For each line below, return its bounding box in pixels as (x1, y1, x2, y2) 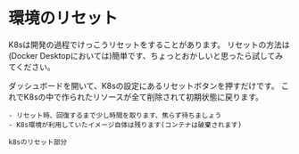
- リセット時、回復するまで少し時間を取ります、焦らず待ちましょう (8, 110, 222, 120)
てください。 (8, 61, 55, 72)
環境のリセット (8, 8, 119, 28)
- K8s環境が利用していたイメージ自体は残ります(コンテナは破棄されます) (8, 120, 243, 129)
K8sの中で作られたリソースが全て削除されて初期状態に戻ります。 (23, 91, 264, 102)
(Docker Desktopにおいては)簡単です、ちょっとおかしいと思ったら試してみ (8, 50, 283, 61)
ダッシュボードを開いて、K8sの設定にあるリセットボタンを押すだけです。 (8, 80, 279, 91)
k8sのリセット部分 (8, 137, 68, 147)
